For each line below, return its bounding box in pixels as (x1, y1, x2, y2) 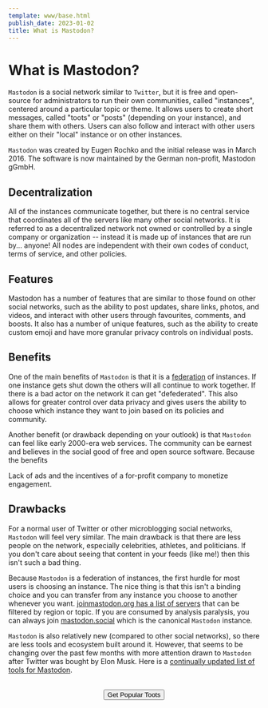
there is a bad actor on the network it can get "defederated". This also (8, 388, 238, 398)
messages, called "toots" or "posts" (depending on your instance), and (8, 113, 242, 122)
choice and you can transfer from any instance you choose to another (8, 590, 238, 599)
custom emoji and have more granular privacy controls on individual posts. (8, 327, 254, 336)
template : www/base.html (8, 11, 91, 20)
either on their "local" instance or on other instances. (8, 129, 183, 140)
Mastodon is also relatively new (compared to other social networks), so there (8, 630, 260, 640)
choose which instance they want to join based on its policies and (8, 405, 225, 416)
